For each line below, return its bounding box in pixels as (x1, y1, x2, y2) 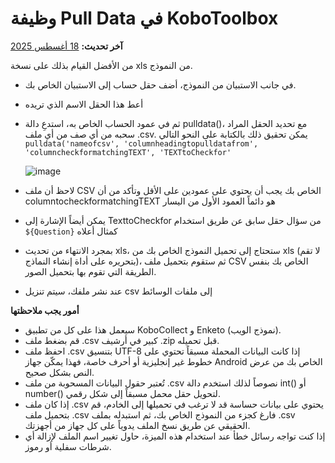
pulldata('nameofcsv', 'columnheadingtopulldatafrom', (24, 138, 259, 149)
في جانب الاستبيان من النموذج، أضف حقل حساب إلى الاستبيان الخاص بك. (24, 78, 297, 91)
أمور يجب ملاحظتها (10, 304, 80, 316)
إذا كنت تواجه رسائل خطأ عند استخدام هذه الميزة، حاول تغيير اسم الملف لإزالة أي (24, 430, 326, 442)
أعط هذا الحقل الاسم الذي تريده (24, 98, 144, 110)
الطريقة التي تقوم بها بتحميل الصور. (24, 265, 157, 277)
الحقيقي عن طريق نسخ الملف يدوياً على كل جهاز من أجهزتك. (24, 419, 251, 431)
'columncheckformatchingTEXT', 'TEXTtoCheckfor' (24, 147, 232, 157)
